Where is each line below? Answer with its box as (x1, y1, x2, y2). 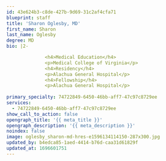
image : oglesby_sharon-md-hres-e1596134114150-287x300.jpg (6, 134, 160, 140)
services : (6, 100, 32, 106)
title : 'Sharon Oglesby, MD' (6, 20, 81, 26)
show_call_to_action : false (6, 111, 78, 117)
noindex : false (6, 128, 45, 135)
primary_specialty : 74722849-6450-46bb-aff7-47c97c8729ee (6, 94, 157, 100)
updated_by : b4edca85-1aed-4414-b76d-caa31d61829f (6, 140, 138, 146)
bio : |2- (6, 43, 29, 50)
